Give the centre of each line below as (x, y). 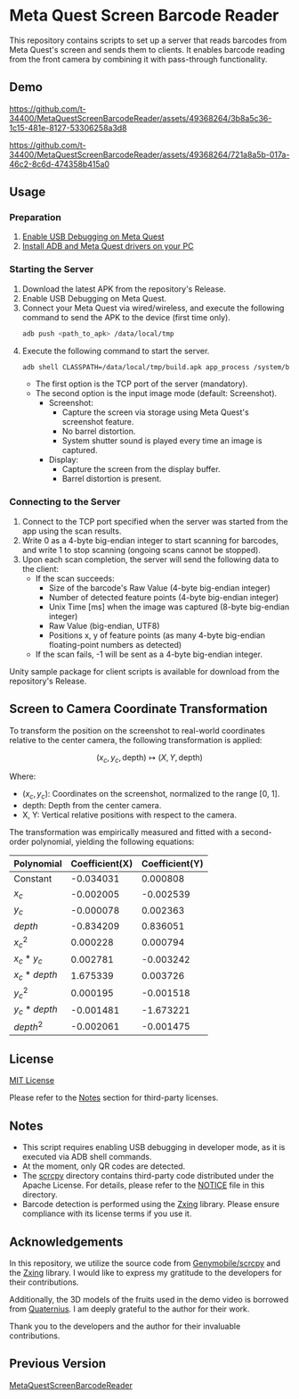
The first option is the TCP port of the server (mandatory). (141, 384)
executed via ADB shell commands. (87, 1157)
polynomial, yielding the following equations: (113, 842)
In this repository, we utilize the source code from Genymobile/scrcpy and (145, 1262)
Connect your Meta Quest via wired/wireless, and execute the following (153, 308)
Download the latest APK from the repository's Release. (124, 289)
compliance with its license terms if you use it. (107, 1213)
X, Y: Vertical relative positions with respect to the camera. (129, 815)
